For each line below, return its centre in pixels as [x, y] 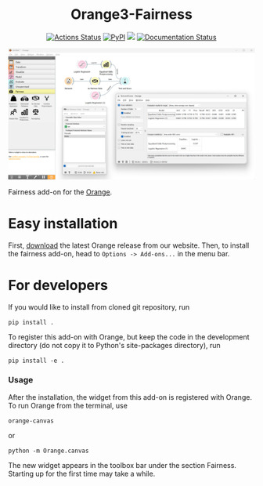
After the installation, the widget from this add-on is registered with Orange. [130, 397]
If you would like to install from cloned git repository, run [99, 306]
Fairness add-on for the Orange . [60, 192]
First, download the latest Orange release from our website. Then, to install [129, 245]
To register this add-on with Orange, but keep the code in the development [129, 337]
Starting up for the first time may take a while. [82, 473]
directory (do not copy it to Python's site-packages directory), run [114, 345]
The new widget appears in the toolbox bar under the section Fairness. [122, 465]
